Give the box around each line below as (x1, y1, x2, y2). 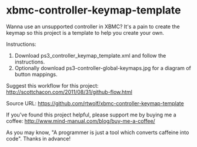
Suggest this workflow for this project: (6, 82, 99, 89)
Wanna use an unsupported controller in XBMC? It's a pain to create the (6, 23, 181, 30)
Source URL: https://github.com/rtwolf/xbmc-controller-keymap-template (6, 99, 184, 106)
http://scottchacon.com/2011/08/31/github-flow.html (6, 88, 133, 95)
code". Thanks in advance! (6, 135, 71, 142)
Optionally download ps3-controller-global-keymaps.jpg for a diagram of (14, 64, 191, 71)
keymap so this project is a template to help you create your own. (6, 29, 165, 36)
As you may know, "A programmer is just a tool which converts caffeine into (6, 129, 189, 136)
